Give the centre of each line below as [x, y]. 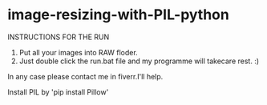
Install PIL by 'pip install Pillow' [58, 92]
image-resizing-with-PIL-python [118, 15]
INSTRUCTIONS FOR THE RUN [59, 37]
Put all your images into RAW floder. [78, 52]
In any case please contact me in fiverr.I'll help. [85, 76]
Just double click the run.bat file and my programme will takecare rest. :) [139, 61]
